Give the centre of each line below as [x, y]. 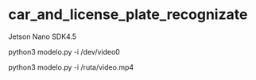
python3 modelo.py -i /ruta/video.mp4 [71, 67]
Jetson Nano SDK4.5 [43, 36]
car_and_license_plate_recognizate [128, 15]
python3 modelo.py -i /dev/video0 [64, 51]
